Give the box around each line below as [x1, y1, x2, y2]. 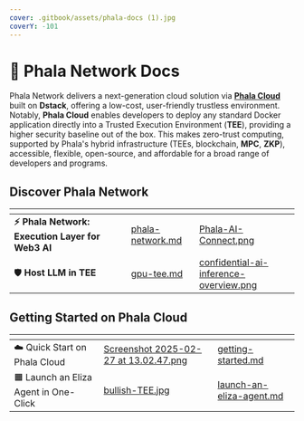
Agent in [14, 386, 50, 398]
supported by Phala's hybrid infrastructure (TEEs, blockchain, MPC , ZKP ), [9, 139, 286, 149]
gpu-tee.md [130, 268, 184, 281]
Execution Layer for [14, 230, 100, 243]
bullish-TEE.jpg [103, 384, 170, 397]
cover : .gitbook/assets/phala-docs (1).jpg [9, 13, 176, 23]
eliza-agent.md [217, 389, 284, 402]
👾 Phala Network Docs [9, 61, 180, 81]
